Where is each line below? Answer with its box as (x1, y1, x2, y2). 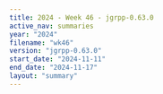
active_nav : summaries (9, 21, 94, 30)
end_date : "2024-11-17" (9, 64, 99, 73)
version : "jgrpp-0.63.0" (9, 47, 102, 56)
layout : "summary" (9, 72, 78, 81)
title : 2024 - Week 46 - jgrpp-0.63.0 (9, 13, 154, 22)
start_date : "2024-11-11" (9, 55, 106, 64)
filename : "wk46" (9, 38, 74, 47)
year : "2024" (9, 30, 58, 38)
